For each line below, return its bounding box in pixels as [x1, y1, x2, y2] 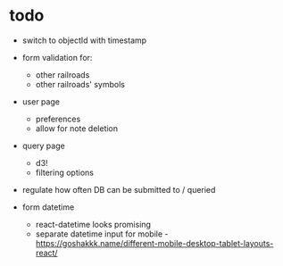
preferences [35, 113, 81, 124]
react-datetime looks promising [35, 219, 152, 229]
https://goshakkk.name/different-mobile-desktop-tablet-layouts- [35, 237, 274, 248]
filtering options [35, 167, 94, 178]
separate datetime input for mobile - [35, 229, 169, 239]
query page [21, 140, 65, 151]
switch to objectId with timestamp [21, 35, 147, 46]
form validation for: [21, 52, 93, 62]
